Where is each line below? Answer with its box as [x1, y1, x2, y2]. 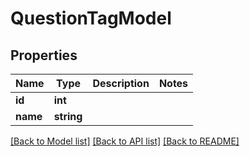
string [53, 110, 83, 123]
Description [92, 77, 150, 90]
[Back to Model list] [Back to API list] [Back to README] [10, 135, 240, 147]
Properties [10, 47, 78, 64]
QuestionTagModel [10, 7, 172, 30]
